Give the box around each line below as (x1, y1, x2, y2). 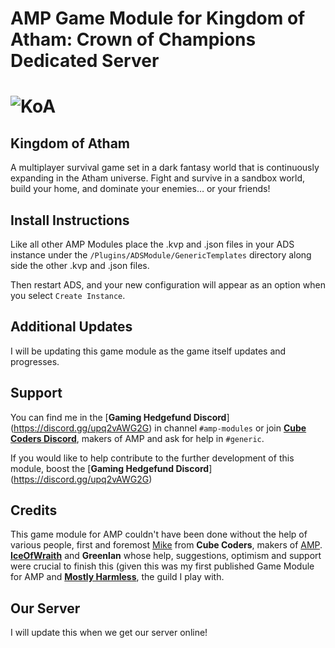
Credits (10, 502, 58, 519)
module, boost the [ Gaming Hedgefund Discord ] (10, 462, 213, 474)
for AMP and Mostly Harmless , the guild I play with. (10, 571, 225, 583)
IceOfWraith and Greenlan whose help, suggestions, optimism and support (10, 550, 322, 562)
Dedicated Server (10, 50, 160, 72)
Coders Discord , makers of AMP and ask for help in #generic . (10, 432, 265, 444)
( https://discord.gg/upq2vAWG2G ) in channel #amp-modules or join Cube (10, 422, 307, 434)
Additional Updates (10, 318, 133, 336)
